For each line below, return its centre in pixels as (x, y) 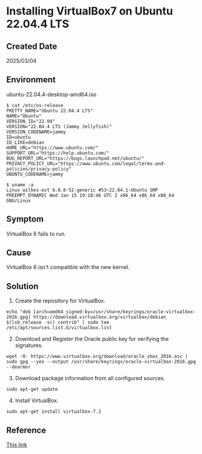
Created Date (32, 46)
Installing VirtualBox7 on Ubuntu (90, 11)
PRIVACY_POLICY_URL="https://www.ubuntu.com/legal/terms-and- (86, 164)
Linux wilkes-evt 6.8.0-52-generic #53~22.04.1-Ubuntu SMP (82, 190)
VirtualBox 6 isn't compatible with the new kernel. (68, 267)
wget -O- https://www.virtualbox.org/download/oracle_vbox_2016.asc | (97, 357)
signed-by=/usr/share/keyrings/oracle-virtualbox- (131, 312)
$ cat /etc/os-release (35, 105)
